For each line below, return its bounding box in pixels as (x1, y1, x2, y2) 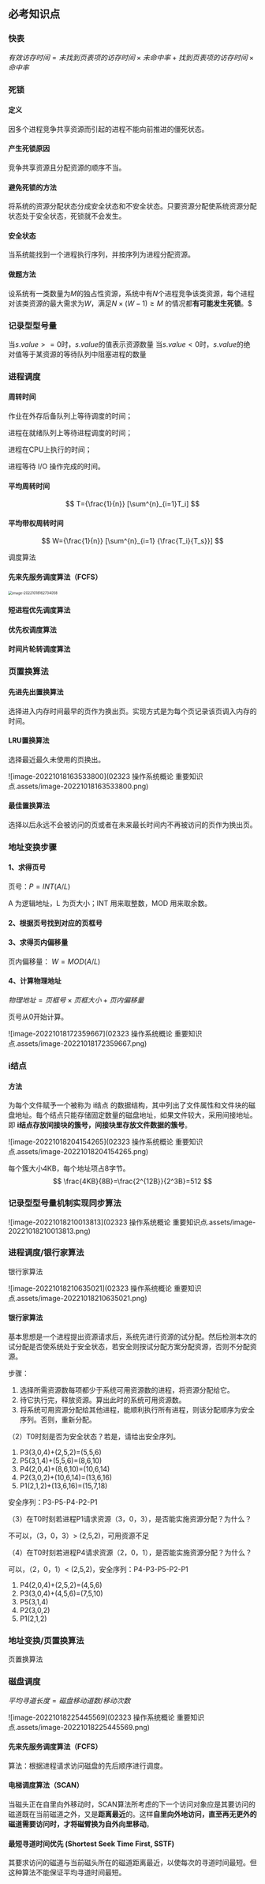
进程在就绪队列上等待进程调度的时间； (8, 428, 132, 438)
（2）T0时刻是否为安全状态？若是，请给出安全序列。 (8, 1432, 180, 1442)
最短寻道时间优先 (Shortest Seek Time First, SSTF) (8, 1839, 175, 1848)
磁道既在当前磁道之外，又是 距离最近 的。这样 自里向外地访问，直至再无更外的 (8, 1810, 257, 1819)
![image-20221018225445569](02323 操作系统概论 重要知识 (8, 1713, 205, 1722)
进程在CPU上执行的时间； (8, 445, 92, 454)
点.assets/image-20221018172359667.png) (8, 1039, 147, 1048)
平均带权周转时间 (8, 518, 64, 528)
